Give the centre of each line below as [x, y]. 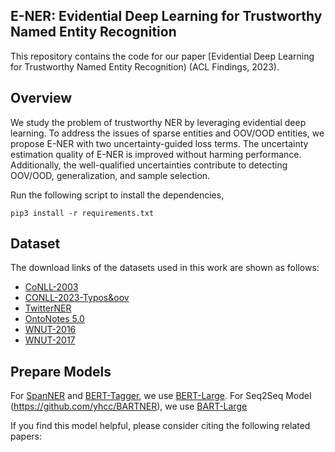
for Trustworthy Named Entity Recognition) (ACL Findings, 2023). [145, 66]
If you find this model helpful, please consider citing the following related [160, 426]
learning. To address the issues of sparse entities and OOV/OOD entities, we [167, 133]
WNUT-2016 [50, 330]
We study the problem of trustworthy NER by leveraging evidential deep [158, 122]
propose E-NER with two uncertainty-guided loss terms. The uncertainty [159, 143]
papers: [26, 436]
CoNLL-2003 [51, 287]
